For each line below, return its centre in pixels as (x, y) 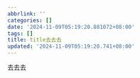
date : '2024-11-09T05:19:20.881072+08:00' (71, 27)
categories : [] (30, 20)
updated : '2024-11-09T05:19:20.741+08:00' (71, 46)
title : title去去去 (34, 40)
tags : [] (20, 33)
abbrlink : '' (27, 14)
